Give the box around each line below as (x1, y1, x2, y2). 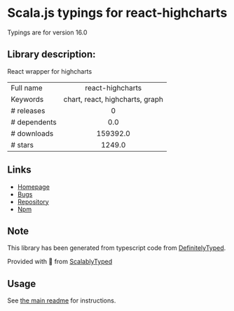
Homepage (17, 183, 50, 191)
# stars (11, 140, 34, 150)
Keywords (11, 94, 44, 104)
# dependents (11, 117, 57, 127)
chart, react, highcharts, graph (63, 94, 163, 104)
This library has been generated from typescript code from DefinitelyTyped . (7, 244, 226, 252)
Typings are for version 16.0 (7, 28, 88, 37)
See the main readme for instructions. (7, 296, 116, 305)
